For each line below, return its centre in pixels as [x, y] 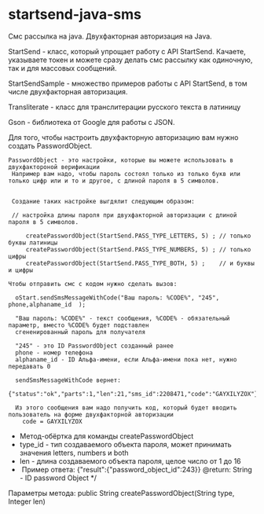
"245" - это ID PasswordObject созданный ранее [95, 346]
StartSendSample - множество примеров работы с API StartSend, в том [128, 83]
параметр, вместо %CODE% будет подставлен [79, 325]
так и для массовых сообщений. [62, 68]
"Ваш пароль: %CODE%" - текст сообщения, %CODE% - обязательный [123, 318]
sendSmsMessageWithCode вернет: [68, 380]
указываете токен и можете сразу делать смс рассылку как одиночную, [130, 60]
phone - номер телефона [54, 352]
